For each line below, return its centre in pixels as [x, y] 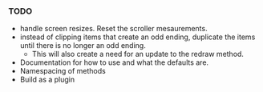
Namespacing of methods [63, 71]
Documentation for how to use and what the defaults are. [114, 62]
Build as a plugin [47, 80]
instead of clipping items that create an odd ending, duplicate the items [138, 37]
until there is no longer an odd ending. [83, 46]
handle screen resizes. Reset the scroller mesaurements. [113, 29]
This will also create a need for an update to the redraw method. [138, 54]
